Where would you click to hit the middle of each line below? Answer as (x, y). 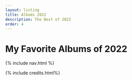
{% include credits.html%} (33, 73)
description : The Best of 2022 (38, 19)
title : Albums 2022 (26, 15)
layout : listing (22, 10)
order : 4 (14, 24)
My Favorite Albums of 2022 (66, 49)
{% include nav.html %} (30, 63)
